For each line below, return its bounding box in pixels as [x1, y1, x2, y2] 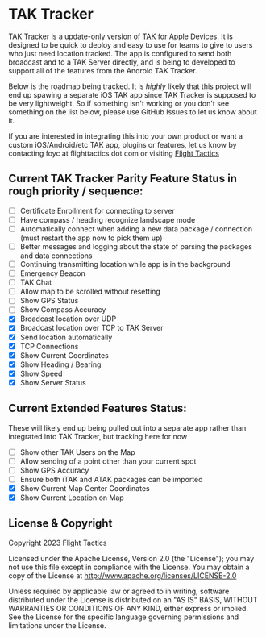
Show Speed [19, 368, 63, 378]
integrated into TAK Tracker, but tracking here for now [8, 431, 188, 441]
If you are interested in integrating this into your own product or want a [8, 131, 243, 141]
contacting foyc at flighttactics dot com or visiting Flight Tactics [8, 148, 220, 158]
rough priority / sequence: [8, 185, 143, 198]
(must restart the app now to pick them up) [19, 233, 163, 243]
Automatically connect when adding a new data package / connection [19, 223, 252, 234]
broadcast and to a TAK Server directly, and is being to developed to [8, 57, 235, 67]
